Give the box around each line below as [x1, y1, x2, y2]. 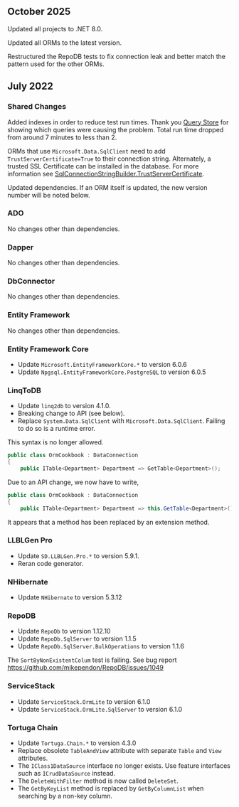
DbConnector [7, 277, 55, 287]
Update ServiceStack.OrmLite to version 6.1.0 [17, 697, 151, 706]
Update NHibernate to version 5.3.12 [17, 593, 122, 602]
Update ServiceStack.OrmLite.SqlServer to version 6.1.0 [17, 705, 183, 713]
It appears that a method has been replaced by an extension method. [7, 518, 210, 526]
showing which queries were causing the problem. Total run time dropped [7, 125, 224, 134]
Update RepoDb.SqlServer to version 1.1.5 [17, 634, 137, 643]
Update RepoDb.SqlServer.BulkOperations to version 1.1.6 [17, 642, 185, 651]
